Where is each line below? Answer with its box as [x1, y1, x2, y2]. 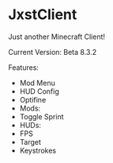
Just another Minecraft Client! [8, 32, 105, 41]
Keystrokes [19, 146, 57, 155]
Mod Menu [19, 78, 55, 87]
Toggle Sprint [19, 111, 65, 121]
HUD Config [19, 86, 59, 96]
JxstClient [8, 6, 77, 24]
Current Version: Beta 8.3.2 [8, 47, 97, 56]
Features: [8, 62, 40, 72]
